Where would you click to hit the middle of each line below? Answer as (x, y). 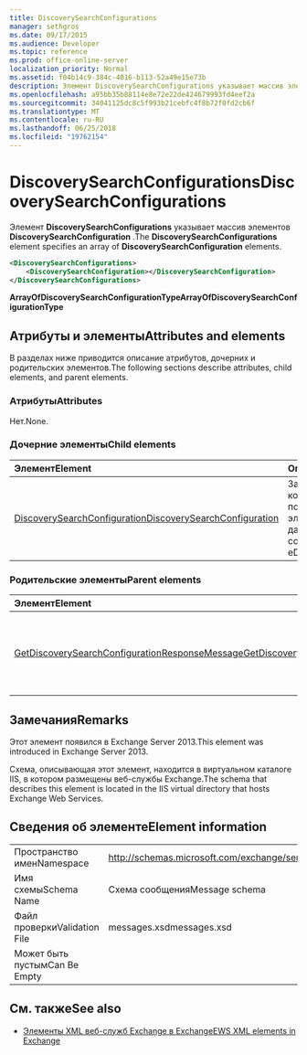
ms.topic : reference (49, 52)
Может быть (42, 954)
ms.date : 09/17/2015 (49, 35)
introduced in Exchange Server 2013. (79, 751)
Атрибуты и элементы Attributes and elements (148, 336)
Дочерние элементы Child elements (93, 444)
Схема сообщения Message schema (187, 890)
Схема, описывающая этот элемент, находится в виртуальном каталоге (151, 769)
